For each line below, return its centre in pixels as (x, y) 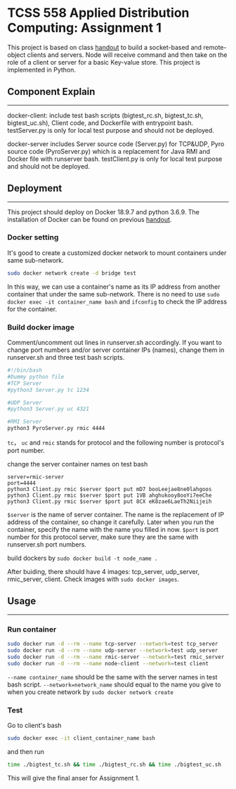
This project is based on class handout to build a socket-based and (105, 47)
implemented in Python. (41, 70)
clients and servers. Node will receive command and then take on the (127, 55)
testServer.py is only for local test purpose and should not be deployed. (111, 130)
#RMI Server (25, 422)
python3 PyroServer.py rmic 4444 (56, 429)
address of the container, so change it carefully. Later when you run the (111, 522)
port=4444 (22, 483)
